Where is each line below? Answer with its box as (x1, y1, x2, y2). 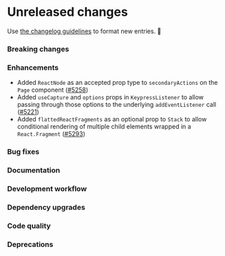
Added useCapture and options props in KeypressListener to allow (17, 93, 204, 101)
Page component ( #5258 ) (17, 86, 89, 94)
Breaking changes (7, 44, 69, 54)
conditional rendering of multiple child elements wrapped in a (17, 122, 191, 131)
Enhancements (7, 63, 59, 72)
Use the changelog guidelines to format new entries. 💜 (7, 27, 162, 35)
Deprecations (7, 239, 54, 249)
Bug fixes (7, 147, 40, 157)
